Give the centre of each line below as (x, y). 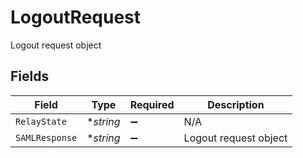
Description (236, 104)
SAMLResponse (46, 137)
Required (152, 104)
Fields (30, 76)
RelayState (41, 121)
